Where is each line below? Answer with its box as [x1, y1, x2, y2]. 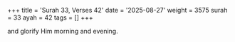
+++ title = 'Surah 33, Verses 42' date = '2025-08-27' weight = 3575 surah [7, 6, 228, 14]
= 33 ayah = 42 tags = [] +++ [7, 13, 94, 22]
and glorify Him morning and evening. [7, 27, 119, 35]
